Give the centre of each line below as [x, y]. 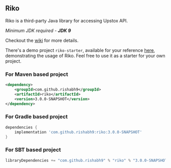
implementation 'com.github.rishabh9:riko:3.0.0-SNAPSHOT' [78, 132]
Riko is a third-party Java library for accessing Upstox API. [67, 20]
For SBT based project [33, 150]
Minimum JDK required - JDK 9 [38, 31]
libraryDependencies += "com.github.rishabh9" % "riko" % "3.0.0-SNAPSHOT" [87, 160]
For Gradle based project [36, 117]
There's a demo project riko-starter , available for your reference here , [80, 50]
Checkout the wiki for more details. [42, 40]
